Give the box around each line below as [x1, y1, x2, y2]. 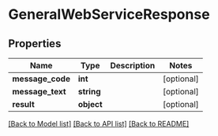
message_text [12, 86, 66, 97]
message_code [12, 73, 71, 84]
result [12, 99, 36, 109]
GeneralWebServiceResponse [8, 6, 211, 24]
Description [110, 61, 156, 71]
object [77, 99, 103, 109]
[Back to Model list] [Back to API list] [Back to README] [8, 119, 190, 128]
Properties [8, 37, 62, 50]
